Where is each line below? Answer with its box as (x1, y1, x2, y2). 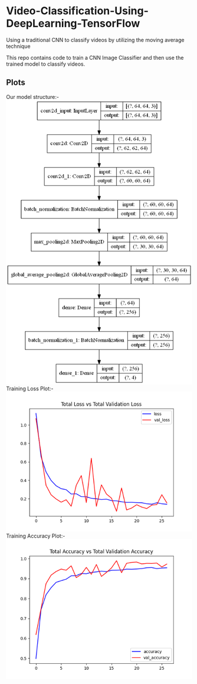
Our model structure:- (6, 93, 59, 100)
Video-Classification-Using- (6, 4, 149, 18)
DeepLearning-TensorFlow (6, 17, 140, 30)
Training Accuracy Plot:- (6, 532, 65, 540)
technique (6, 43, 31, 50)
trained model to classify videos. (6, 60, 86, 68)
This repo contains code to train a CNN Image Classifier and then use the (6, 54, 184, 61)
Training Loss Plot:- (6, 385, 54, 392)
